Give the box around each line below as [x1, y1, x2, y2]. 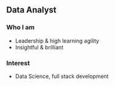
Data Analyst [6, 5, 57, 15]
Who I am [6, 23, 35, 32]
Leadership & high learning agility [15, 37, 99, 45]
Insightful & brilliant [15, 43, 64, 51]
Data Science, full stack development [15, 73, 109, 80]
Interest [6, 59, 30, 67]
